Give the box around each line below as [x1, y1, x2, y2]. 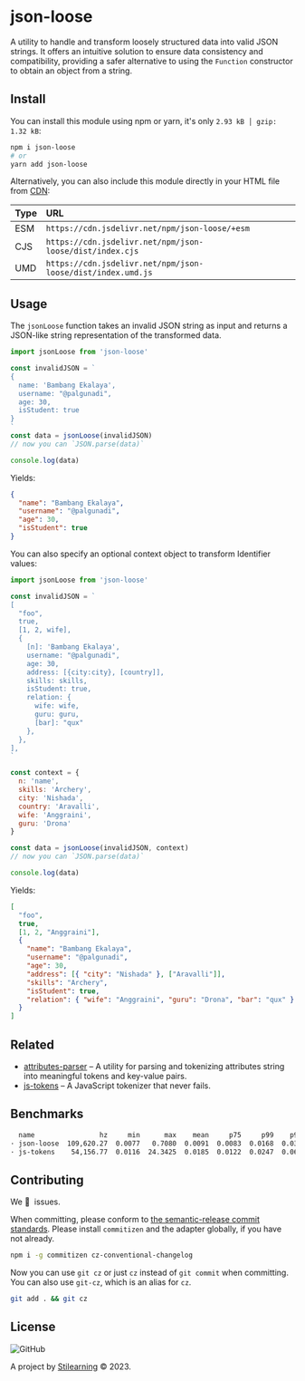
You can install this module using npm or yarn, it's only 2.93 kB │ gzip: [10, 115, 277, 126]
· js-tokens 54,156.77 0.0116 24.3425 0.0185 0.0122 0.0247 [10, 1147, 274, 1156]
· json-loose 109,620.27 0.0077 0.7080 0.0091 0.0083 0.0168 [10, 1139, 274, 1148]
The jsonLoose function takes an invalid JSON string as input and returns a [10, 320, 288, 332]
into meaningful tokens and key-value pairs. [23, 1071, 187, 1081]
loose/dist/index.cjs [45, 246, 139, 256]
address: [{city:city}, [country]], [26, 668, 166, 677]
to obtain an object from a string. [10, 65, 133, 76]
